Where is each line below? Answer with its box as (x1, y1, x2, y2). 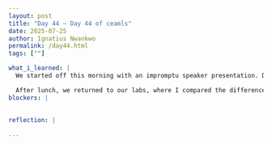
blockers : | (8, 94, 49, 102)
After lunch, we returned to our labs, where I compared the (15, 86, 227, 94)
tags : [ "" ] (8, 49, 45, 57)
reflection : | (8, 116, 57, 125)
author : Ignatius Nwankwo (8, 34, 96, 43)
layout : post (8, 11, 53, 20)
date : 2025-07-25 (8, 27, 67, 35)
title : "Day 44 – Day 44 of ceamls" (8, 19, 132, 28)
